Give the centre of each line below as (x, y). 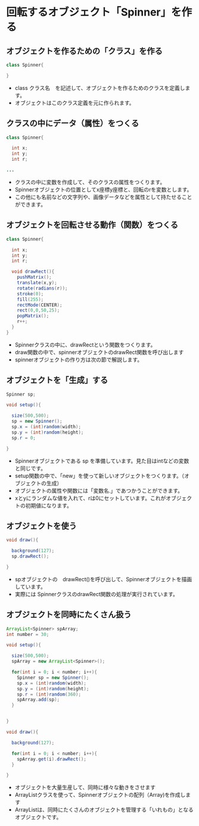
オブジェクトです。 (38, 817)
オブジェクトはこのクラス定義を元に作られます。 (75, 102)
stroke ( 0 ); (30, 294)
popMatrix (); (33, 316)
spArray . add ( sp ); (38, 700)
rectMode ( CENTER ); (40, 305)
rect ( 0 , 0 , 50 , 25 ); (38, 310)
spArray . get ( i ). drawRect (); (52, 759)
